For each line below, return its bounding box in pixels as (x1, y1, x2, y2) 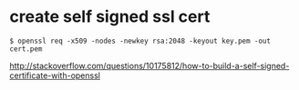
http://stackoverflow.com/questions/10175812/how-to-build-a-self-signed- (9, 60, 290, 71)
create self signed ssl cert (9, 6, 211, 27)
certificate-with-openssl (9, 70, 100, 81)
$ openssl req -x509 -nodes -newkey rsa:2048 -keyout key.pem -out (9, 36, 272, 45)
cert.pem (9, 44, 43, 54)
